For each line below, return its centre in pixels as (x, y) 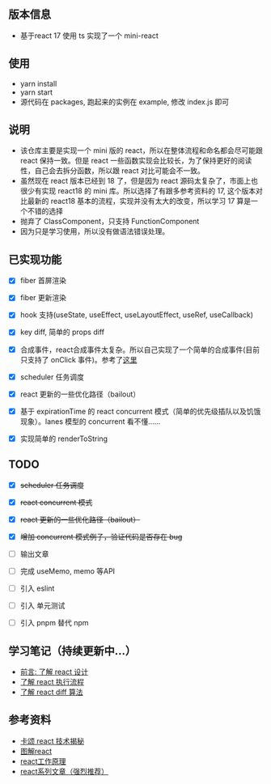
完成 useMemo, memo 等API (68, 571)
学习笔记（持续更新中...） (72, 651)
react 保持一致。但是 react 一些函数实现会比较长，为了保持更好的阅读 (136, 161)
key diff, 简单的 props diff (62, 332)
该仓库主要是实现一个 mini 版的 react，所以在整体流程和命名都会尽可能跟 (141, 150)
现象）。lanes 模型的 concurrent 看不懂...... (90, 421)
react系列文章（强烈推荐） (64, 771)
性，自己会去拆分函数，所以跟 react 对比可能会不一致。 (112, 171)
